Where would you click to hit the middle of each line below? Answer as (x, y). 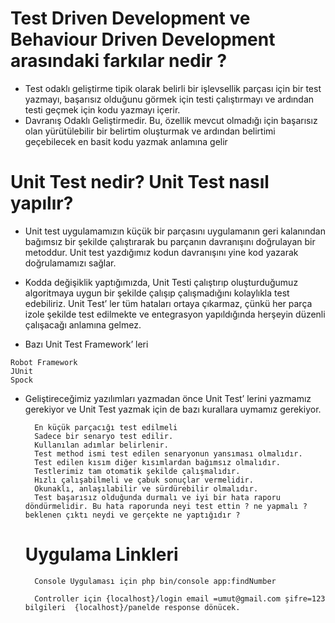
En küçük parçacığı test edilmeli (106, 427)
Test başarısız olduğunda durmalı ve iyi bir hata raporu (157, 497)
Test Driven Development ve (130, 18)
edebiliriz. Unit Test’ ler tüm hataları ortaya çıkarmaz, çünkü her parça (168, 303)
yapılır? (42, 203)
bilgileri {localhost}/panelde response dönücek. (132, 607)
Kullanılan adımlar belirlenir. (101, 445)
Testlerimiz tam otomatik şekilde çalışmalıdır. (137, 471)
